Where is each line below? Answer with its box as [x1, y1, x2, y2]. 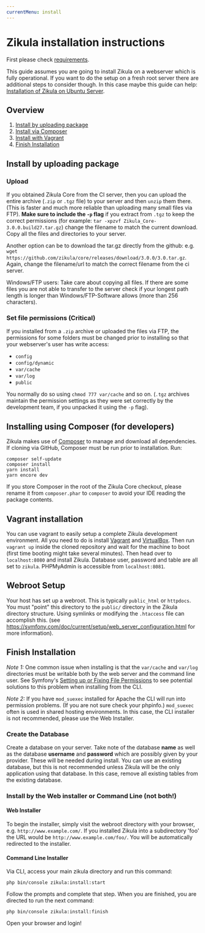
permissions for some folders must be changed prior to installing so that [6, 334, 189, 341]
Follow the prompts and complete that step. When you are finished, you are [6, 891, 197, 898]
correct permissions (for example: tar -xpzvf [6, 217, 122, 225]
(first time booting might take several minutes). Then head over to [6, 549, 172, 557]
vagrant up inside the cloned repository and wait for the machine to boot [6, 543, 190, 550]
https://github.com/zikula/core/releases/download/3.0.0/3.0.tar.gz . [6, 254, 187, 261]
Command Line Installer [6, 854, 69, 861]
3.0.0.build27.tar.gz [6, 225, 62, 231]
